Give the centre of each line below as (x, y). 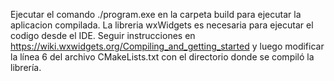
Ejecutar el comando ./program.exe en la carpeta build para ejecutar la (156, 14)
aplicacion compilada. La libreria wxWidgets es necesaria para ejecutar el (162, 25)
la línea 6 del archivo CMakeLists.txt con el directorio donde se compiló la (162, 57)
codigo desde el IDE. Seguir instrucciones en (103, 35)
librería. (26, 67)
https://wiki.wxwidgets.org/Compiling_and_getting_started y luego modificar (167, 46)
